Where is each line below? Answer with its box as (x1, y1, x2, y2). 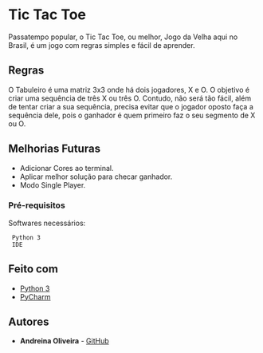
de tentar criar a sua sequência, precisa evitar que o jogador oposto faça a (8, 101, 253, 111)
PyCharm (19, 292, 51, 301)
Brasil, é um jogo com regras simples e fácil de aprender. (8, 40, 195, 50)
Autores (8, 315, 49, 329)
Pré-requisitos (8, 200, 65, 211)
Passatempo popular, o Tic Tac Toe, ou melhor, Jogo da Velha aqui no (8, 32, 238, 42)
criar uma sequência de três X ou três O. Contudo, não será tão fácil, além (8, 93, 252, 103)
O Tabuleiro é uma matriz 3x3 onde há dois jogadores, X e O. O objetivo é (8, 85, 249, 94)
